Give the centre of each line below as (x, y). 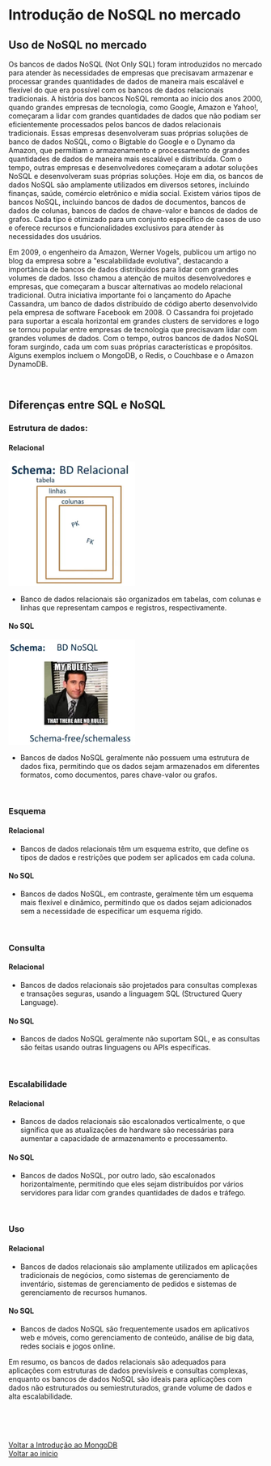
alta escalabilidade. (40, 1396)
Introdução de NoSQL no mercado (125, 15)
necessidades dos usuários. (55, 236)
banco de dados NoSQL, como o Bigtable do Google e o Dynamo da (122, 142)
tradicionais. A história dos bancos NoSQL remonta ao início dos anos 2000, (135, 98)
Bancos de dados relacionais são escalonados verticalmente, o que (132, 1122)
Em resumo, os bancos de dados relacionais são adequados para (117, 1361)
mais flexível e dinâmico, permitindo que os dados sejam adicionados (136, 902)
